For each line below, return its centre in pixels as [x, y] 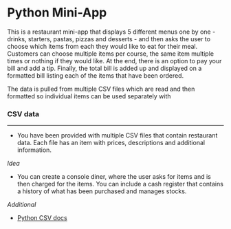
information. [34, 150]
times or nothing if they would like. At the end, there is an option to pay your [114, 61]
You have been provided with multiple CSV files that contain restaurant [117, 135]
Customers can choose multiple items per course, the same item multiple [111, 54]
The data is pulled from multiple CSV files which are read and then [101, 89]
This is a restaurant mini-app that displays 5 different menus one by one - [111, 32]
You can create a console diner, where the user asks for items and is [114, 177]
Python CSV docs [42, 218]
